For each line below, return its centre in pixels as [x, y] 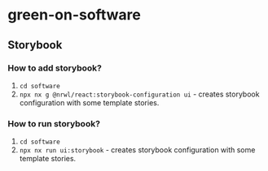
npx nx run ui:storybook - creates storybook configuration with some [137, 150]
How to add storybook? [55, 68]
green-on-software [75, 15]
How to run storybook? [54, 123]
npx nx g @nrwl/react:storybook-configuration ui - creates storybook [139, 94]
